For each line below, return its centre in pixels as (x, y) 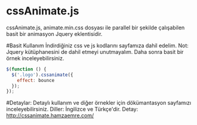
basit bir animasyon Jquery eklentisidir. (54, 33)
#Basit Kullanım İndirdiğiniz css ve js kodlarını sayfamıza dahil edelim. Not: (98, 45)
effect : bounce (36, 80)
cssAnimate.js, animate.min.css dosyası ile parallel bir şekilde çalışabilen (96, 28)
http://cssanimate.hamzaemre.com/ (50, 115)
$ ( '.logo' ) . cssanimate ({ (42, 75)
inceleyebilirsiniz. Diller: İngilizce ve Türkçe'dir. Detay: (72, 109)
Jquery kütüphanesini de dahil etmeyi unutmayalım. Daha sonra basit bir (95, 51)
